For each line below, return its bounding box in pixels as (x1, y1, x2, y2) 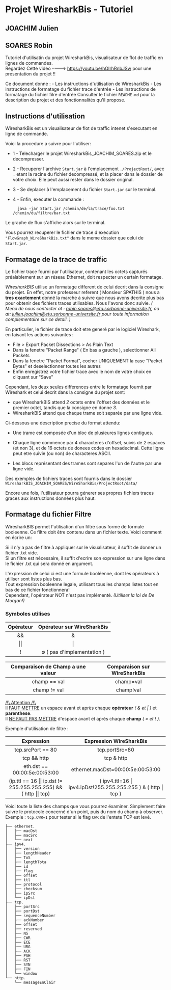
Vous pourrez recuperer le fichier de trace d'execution (5, 229, 120, 235)
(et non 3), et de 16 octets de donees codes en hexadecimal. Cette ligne (12, 445, 164, 451)
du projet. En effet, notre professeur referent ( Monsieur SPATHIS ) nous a (5, 289, 160, 296)
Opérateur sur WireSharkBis (38, 623, 108, 630)
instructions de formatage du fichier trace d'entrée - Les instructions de (5, 86, 156, 92)
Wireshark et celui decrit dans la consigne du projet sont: (5, 389, 126, 395)
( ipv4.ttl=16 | (99, 778, 132, 785)
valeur (40, 670, 56, 677)
